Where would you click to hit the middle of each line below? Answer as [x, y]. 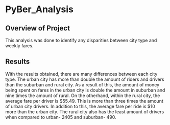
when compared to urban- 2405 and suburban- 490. [61, 117]
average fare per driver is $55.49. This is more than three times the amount [84, 101]
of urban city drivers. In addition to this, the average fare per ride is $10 [80, 106]
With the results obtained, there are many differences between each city [81, 74]
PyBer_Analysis [40, 9]
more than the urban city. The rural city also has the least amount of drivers [85, 112]
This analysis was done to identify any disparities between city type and [81, 40]
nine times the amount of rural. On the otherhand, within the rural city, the [83, 96]
